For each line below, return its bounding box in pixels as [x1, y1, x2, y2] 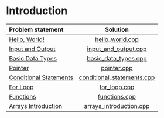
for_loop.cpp [99, 83, 135, 91]
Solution [105, 25, 129, 33]
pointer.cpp [101, 63, 133, 72]
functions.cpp [97, 92, 136, 100]
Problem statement [9, 25, 64, 33]
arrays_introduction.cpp [84, 102, 150, 110]
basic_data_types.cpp [87, 54, 147, 62]
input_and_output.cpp [87, 45, 147, 53]
